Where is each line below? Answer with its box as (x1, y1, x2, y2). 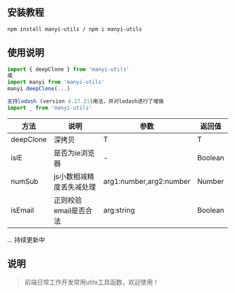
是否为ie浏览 (53, 148, 95, 157)
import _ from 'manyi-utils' (7, 104, 92, 111)
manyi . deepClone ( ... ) (7, 85, 71, 92)
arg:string (103, 205, 135, 215)
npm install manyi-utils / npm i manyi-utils (7, 25, 142, 33)
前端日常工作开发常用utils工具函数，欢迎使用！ (24, 278, 159, 286)
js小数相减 (53, 171, 87, 181)
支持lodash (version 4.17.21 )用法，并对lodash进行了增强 (7, 98, 164, 105)
